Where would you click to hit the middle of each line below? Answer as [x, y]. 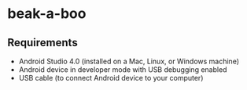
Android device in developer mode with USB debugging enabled [123, 70]
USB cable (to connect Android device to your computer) [111, 78]
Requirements [42, 43]
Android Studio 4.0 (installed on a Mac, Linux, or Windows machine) [129, 61]
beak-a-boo [47, 14]
